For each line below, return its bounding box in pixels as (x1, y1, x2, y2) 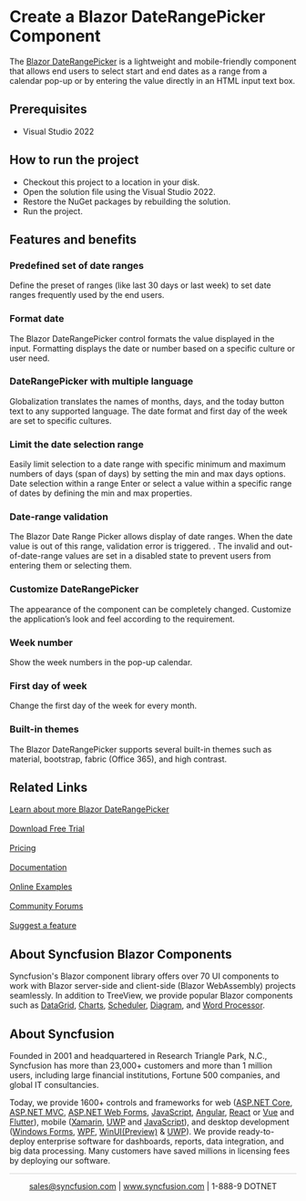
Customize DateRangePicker (9, 583, 139, 596)
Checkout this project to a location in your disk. (22, 176, 200, 188)
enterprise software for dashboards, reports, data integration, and (36, 1136, 284, 1147)
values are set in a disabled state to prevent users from (65, 550, 271, 561)
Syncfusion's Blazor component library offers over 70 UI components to (9, 970, 280, 981)
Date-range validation (9, 510, 109, 523)
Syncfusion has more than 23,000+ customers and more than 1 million (9, 1060, 273, 1072)
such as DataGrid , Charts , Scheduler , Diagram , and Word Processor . (9, 1000, 266, 1011)
